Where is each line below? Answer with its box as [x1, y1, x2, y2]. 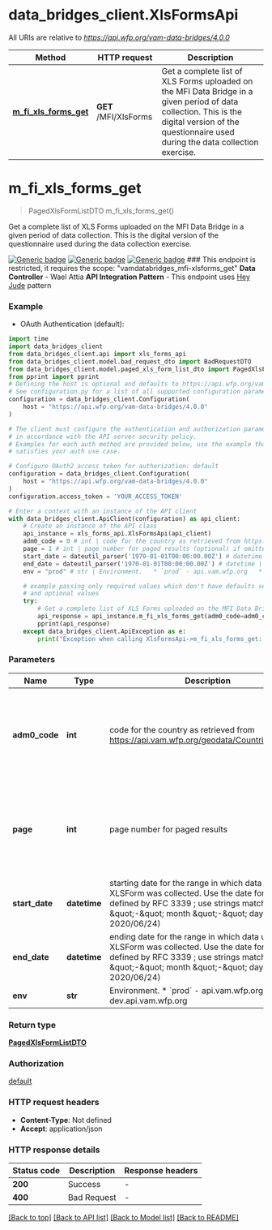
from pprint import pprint [8, 372, 100, 381]
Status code [12, 1165, 61, 1176]
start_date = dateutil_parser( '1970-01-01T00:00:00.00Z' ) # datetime [23, 552, 263, 561]
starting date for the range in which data [108, 877, 262, 888]
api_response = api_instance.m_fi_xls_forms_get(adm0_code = [37, 613, 244, 621]
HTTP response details [8, 1144, 100, 1155]
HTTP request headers [8, 1097, 100, 1108]
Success [67, 1179, 101, 1190]
